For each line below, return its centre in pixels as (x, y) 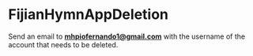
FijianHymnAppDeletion (88, 15)
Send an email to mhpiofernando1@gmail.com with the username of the (127, 36)
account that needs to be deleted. (63, 44)
